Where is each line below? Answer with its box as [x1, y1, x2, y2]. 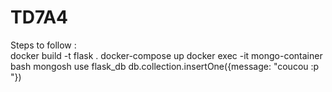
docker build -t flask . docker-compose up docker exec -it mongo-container [10, 49, 323, 61]
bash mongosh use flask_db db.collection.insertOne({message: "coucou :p [10, 60, 320, 72]
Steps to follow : [10, 39, 77, 51]
